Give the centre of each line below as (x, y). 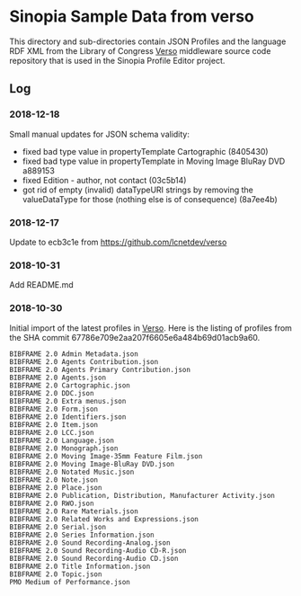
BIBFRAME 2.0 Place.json (56, 487)
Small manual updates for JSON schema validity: (100, 134)
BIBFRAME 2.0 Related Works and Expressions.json (104, 519)
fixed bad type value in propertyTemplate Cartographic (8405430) (145, 151)
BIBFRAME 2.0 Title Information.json (80, 566)
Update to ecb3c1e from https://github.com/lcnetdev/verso (118, 242)
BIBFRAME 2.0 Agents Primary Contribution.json (100, 369)
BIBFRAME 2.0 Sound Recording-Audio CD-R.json (98, 550)
